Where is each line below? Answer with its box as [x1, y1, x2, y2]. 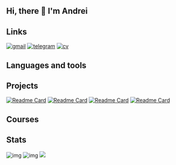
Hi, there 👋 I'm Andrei [6, 6, 88, 16]
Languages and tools [6, 60, 87, 70]
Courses [6, 114, 39, 125]
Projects [6, 80, 39, 91]
